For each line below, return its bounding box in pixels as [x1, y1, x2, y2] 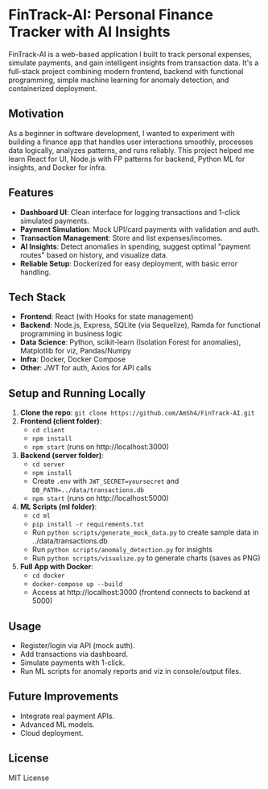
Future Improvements [8, 690, 119, 704]
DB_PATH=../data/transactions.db [31, 486, 145, 494]
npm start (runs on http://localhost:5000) [31, 494, 169, 503]
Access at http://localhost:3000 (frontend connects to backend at [31, 588, 250, 597]
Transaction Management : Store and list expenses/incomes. [19, 233, 223, 242]
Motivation [8, 107, 64, 121]
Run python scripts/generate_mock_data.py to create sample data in [31, 527, 259, 537]
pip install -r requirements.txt [31, 521, 145, 529]
